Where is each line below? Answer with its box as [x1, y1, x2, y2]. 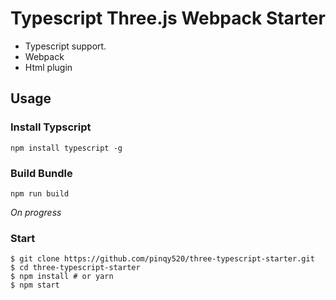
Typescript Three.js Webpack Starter [10, 7, 326, 30]
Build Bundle [10, 166, 73, 180]
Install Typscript [10, 120, 92, 134]
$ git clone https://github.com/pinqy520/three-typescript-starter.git [10, 254, 315, 264]
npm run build [10, 188, 70, 199]
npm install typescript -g [10, 143, 123, 153]
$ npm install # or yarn [10, 272, 114, 282]
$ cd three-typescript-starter [10, 263, 141, 273]
